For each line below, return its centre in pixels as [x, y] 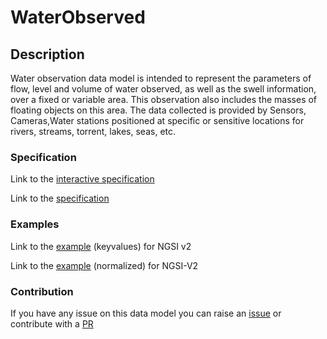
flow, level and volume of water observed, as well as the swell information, [163, 89]
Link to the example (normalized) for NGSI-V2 [104, 265]
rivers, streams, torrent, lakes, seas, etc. [93, 131]
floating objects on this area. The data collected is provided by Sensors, [158, 110]
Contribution [42, 291]
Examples [35, 224]
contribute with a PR [52, 323]
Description [47, 54]
